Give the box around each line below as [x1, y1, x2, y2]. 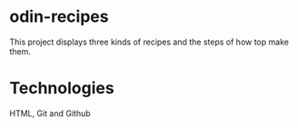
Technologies [9, 78, 115, 99]
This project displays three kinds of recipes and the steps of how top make [9, 36, 289, 47]
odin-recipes [9, 6, 109, 27]
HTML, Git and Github [9, 107, 91, 119]
